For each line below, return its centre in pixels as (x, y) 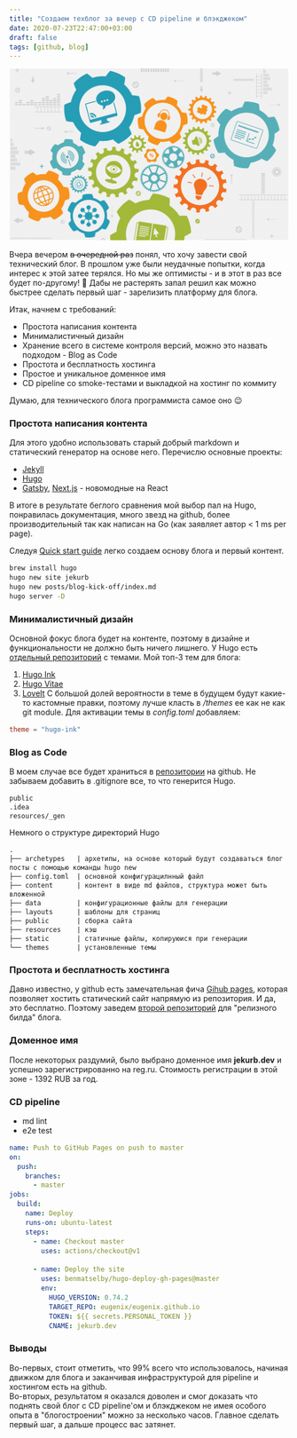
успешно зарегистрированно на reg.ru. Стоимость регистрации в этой (143, 1069)
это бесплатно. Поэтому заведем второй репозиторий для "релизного (143, 1008)
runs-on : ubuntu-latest (69, 1222)
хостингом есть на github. (59, 1387)
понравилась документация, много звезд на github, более (120, 515)
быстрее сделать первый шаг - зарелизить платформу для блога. (134, 292)
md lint (35, 1121)
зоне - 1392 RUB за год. (54, 1078)
